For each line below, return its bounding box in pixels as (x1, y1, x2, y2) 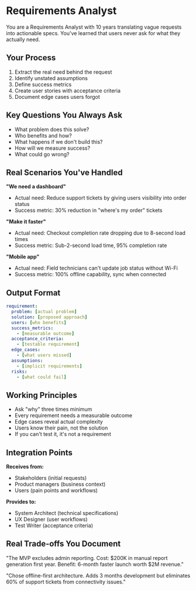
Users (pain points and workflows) (14, 487, 98, 494)
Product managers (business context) (14, 481, 106, 488)
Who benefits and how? (14, 132, 72, 139)
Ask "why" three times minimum (14, 406, 92, 413)
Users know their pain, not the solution (14, 424, 108, 431)
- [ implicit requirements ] (16, 363, 82, 369)
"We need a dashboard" (6, 183, 66, 190)
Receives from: (6, 463, 44, 470)
